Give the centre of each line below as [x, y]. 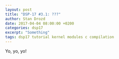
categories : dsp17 [24, 28]
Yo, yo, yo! [16, 51]
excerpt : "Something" [28, 32]
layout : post [19, 10]
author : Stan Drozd [25, 19]
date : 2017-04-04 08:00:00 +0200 [40, 23]
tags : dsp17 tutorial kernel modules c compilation [59, 37]
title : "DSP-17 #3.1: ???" [33, 14]
